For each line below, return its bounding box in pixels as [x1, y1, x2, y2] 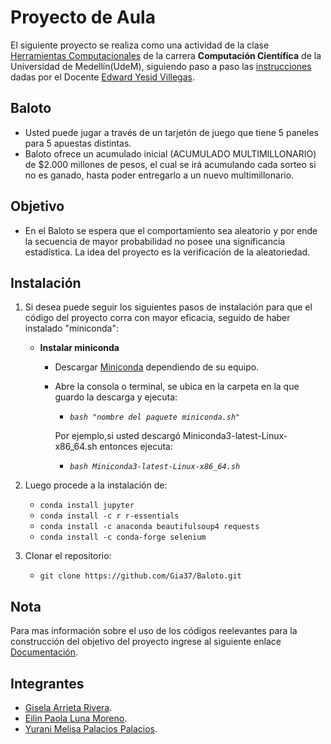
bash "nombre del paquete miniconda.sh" [69, 412, 241, 423]
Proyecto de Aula [10, 6, 156, 29]
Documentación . [10, 646, 79, 658]
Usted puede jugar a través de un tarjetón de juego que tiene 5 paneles [24, 126, 319, 138]
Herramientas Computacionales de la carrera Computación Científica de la [10, 49, 322, 61]
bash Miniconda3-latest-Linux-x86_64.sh [69, 462, 241, 472]
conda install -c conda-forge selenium [39, 532, 207, 543]
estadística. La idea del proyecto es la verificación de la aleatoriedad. [24, 246, 311, 258]
